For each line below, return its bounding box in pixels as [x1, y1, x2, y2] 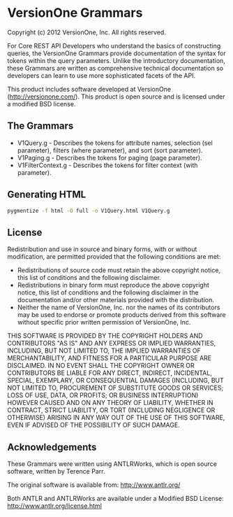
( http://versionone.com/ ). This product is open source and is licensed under [7, 92, 225, 101]
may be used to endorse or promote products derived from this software [17, 311, 226, 319]
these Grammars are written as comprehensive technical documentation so [7, 64, 224, 72]
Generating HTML [7, 189, 87, 201]
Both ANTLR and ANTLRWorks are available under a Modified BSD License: [7, 495, 225, 503]
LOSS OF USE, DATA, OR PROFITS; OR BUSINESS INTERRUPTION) [7, 391, 199, 399]
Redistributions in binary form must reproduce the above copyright [17, 281, 209, 290]
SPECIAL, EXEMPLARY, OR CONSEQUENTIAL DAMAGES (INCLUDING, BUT [7, 376, 225, 385]
